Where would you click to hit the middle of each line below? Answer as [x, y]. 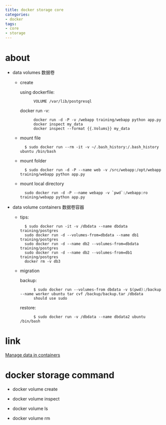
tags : [11, 24]
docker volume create [35, 389]
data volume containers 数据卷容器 [48, 207]
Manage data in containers [33, 355]
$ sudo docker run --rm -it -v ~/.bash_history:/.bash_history [91, 147]
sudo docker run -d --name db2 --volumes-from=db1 [78, 253]
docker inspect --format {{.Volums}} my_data [81, 128]
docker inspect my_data [58, 124]
